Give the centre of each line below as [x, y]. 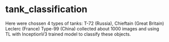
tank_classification [46, 9]
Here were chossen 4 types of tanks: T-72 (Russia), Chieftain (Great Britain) [85, 23]
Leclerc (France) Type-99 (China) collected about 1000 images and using [82, 28]
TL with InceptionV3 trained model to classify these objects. [68, 34]
